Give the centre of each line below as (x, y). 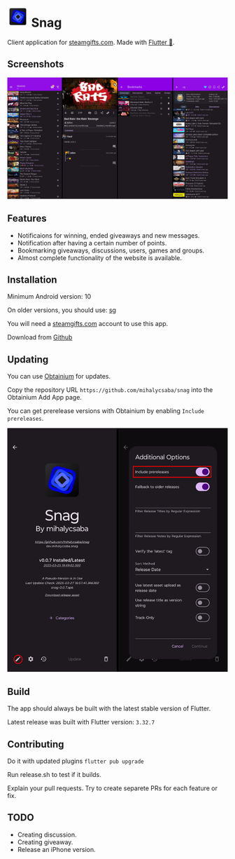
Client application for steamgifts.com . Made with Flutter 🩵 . (91, 42)
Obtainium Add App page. (45, 398)
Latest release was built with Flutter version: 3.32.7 (81, 722)
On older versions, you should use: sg (62, 310)
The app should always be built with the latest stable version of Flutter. (109, 709)
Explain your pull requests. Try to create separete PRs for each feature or (113, 788)
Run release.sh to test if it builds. (54, 775)
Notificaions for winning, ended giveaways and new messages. (108, 235)
